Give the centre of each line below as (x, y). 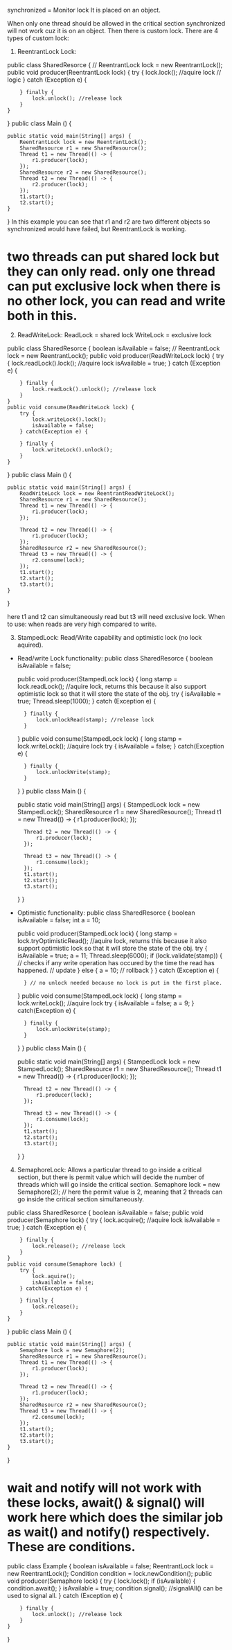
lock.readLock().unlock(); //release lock (94, 389)
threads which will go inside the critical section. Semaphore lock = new (118, 1184)
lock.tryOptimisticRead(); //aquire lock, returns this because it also (112, 940)
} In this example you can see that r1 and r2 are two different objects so (109, 222)
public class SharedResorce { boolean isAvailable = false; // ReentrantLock (114, 348)
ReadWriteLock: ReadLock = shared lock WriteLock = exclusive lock (114, 334)
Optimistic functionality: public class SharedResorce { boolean (106, 913)
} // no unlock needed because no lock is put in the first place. (123, 983)
